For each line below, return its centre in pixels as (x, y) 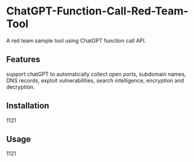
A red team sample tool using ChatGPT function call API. (76, 40)
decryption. (20, 87)
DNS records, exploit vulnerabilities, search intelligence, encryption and (95, 80)
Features (23, 59)
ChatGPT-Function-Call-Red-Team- (97, 11)
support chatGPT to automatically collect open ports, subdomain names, (96, 74)
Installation (28, 106)
